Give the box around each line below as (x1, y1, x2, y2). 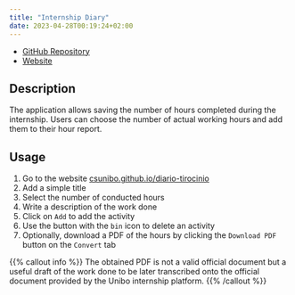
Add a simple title (21, 183, 86, 193)
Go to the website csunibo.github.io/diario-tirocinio (21, 173, 209, 184)
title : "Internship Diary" (9, 12, 110, 22)
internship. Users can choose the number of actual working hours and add (9, 114, 283, 125)
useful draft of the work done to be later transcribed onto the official (9, 266, 260, 277)
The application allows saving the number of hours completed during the (9, 104, 276, 116)
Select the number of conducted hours (21, 193, 165, 203)
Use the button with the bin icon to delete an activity (21, 220, 216, 232)
